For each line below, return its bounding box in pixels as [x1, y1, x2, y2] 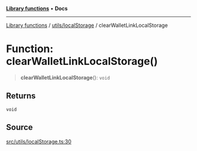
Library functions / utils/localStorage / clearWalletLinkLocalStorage [6, 22, 168, 29]
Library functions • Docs [6, 5, 68, 12]
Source [6, 122, 33, 132]
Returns [6, 91, 36, 101]
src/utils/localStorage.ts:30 [6, 138, 72, 145]
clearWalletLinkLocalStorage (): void [20, 74, 110, 81]
